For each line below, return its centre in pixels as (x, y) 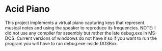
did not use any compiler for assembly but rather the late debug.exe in (76, 33)
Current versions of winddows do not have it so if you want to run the (87, 38)
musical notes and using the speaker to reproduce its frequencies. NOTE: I (81, 27)
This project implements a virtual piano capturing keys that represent (75, 23)
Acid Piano (27, 9)
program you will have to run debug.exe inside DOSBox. (62, 43)
